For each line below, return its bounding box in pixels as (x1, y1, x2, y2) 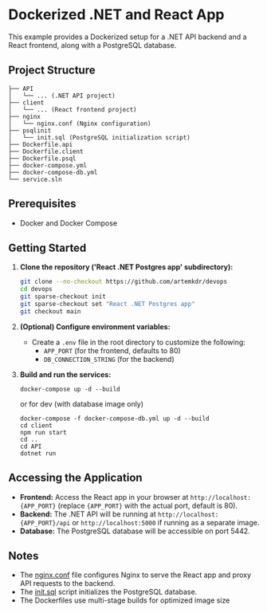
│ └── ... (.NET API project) (8, 92, 116, 100)
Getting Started (8, 241, 87, 254)
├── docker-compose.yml (8, 161, 88, 169)
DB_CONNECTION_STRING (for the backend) (43, 354, 175, 363)
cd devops (19, 285, 53, 293)
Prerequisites (8, 197, 77, 210)
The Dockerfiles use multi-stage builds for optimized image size (19, 595, 230, 605)
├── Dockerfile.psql (8, 154, 77, 163)
